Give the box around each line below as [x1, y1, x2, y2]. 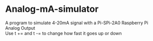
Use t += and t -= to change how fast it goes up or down [5, 30, 122, 36]
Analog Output [5, 25, 36, 31]
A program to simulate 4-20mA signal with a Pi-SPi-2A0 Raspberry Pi [5, 20, 148, 26]
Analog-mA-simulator [5, 3, 99, 15]
